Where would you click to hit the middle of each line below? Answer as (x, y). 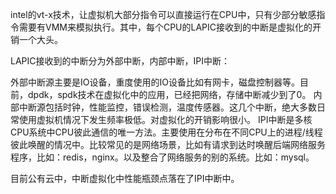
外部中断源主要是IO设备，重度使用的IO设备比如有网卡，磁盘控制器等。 (155, 82)
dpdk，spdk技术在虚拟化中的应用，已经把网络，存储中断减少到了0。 (169, 94)
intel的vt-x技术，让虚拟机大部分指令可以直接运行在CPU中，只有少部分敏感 (163, 14)
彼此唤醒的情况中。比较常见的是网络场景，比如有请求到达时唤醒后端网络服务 (168, 144)
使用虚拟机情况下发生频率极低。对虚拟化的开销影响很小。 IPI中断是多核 (165, 119)
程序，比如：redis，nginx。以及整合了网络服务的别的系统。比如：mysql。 (162, 157)
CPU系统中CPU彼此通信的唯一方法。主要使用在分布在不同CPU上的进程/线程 (166, 132)
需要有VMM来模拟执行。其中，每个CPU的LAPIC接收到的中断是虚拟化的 (165, 27)
